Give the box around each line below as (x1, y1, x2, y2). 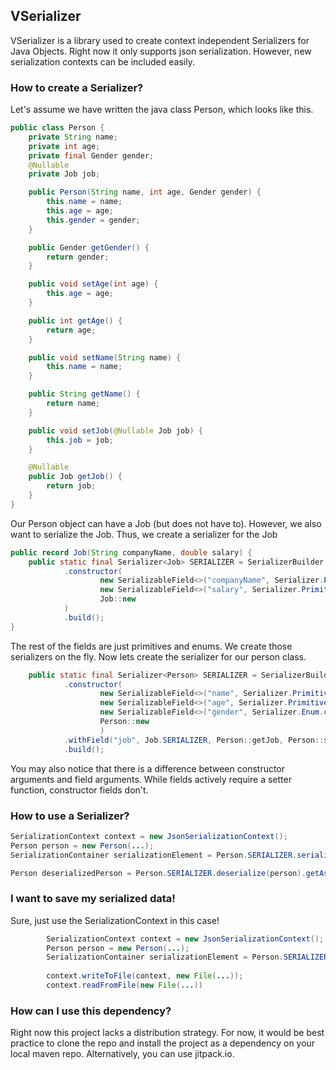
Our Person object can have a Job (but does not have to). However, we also (10, 517, 322, 529)
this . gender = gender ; (46, 215, 141, 225)
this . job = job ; (46, 435, 114, 445)
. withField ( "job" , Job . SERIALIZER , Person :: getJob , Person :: (63, 735, 325, 745)
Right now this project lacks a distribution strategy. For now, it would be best (10, 1027, 325, 1039)
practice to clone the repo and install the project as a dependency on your (10, 1037, 316, 1049)
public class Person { (10, 123, 105, 133)
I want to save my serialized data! (10, 892, 176, 906)
